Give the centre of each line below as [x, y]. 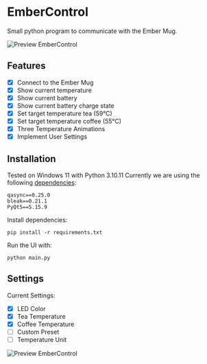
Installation [32, 159]
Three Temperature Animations [61, 129]
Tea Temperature [41, 316]
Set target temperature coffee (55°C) [69, 122]
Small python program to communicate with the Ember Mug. [92, 31]
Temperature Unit [42, 340]
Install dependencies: [37, 220]
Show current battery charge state [65, 105]
